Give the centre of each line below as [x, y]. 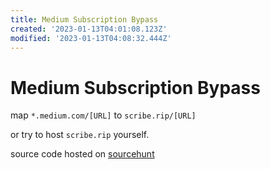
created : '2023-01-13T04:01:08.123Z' [89, 29]
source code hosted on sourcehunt [82, 154]
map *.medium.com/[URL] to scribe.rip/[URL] [103, 115]
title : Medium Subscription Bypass [84, 19]
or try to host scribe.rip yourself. [80, 135]
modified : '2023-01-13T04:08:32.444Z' [91, 38]
